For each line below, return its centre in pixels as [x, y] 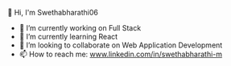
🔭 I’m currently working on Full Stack [80, 28]
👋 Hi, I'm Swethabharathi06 [53, 12]
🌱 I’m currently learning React [68, 37]
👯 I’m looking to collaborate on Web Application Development [121, 45]
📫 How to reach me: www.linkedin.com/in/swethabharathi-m [121, 54]
